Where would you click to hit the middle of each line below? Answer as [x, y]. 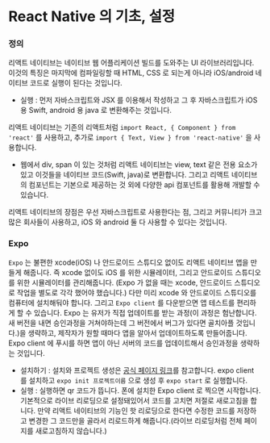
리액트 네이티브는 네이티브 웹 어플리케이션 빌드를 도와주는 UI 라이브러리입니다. [131, 63]
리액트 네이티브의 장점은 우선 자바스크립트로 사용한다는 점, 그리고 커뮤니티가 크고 [135, 212]
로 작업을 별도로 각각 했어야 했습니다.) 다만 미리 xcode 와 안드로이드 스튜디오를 [133, 292]
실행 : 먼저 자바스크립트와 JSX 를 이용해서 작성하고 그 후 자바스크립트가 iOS [139, 100]
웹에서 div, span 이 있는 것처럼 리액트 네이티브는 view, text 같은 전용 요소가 [139, 165]
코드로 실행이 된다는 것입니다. [76, 83]
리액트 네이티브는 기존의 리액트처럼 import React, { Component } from [122, 127]
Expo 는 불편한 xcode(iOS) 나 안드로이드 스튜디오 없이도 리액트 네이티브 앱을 [129, 262]
